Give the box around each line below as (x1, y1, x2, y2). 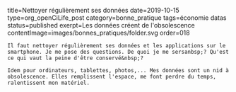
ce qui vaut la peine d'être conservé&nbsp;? (7, 54, 143, 62)
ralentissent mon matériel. (7, 79, 90, 86)
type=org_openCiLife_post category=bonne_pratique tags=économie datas (7, 13, 227, 22)
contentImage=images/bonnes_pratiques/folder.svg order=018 (7, 28, 190, 37)
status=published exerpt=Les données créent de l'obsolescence (7, 21, 196, 29)
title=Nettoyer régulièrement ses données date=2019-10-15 (7, 6, 180, 14)
